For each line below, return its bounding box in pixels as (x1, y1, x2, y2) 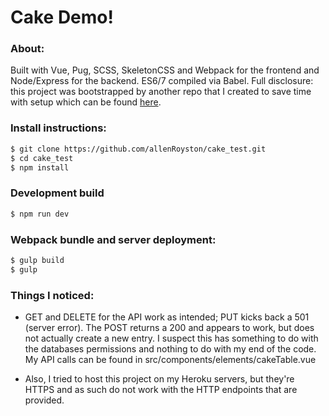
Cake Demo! (10, 6, 114, 29)
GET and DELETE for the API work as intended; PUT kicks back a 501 (24, 311, 310, 323)
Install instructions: (10, 121, 107, 135)
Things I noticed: (10, 288, 95, 302)
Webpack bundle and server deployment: (10, 232, 217, 246)
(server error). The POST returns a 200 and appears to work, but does (24, 321, 315, 333)
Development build (10, 186, 105, 200)
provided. (24, 394, 65, 406)
